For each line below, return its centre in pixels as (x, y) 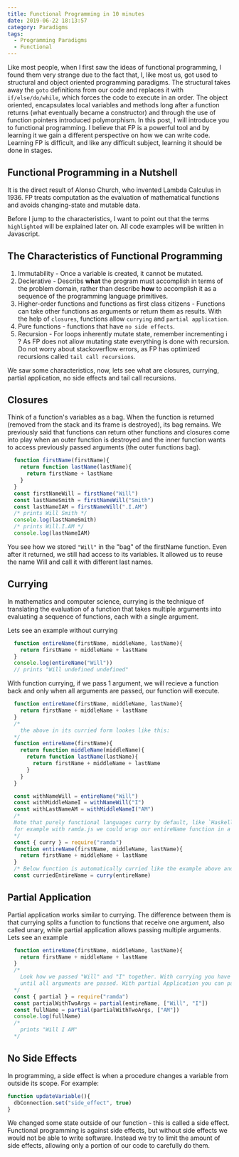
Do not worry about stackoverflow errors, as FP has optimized (109, 348)
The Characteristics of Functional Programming (115, 256)
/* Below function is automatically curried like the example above (117, 869)
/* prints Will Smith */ (51, 513)
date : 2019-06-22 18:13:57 (47, 21)
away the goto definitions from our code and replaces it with (95, 90)
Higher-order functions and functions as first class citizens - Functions (121, 304)
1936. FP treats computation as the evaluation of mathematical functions (113, 197)
